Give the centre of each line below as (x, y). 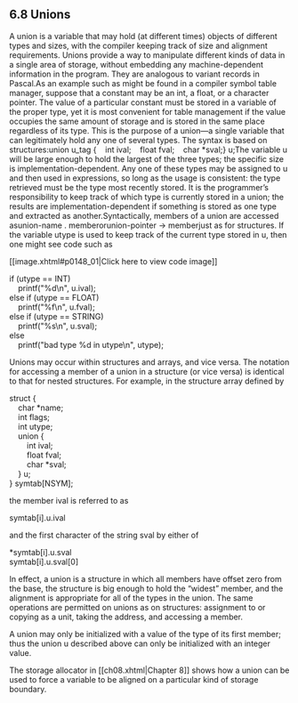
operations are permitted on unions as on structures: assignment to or (137, 607)
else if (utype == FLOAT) (54, 297)
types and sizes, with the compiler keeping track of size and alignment (139, 45)
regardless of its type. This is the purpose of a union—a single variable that (147, 130)
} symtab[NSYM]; (41, 483)
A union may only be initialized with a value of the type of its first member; (145, 634)
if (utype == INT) (40, 279)
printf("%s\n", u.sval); (57, 326)
